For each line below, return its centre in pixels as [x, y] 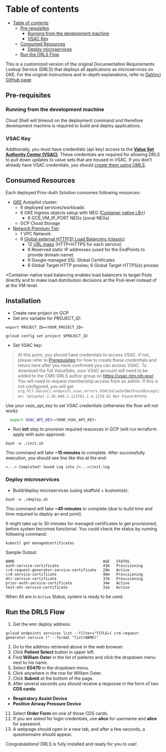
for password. [27, 724]
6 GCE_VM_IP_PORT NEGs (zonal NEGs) [68, 218]
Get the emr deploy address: [42, 624]
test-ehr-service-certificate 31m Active [68, 587]
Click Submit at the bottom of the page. [53, 678]
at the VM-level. [22, 285]
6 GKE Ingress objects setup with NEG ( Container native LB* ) [83, 213]
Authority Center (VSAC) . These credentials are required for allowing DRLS [83, 154]
